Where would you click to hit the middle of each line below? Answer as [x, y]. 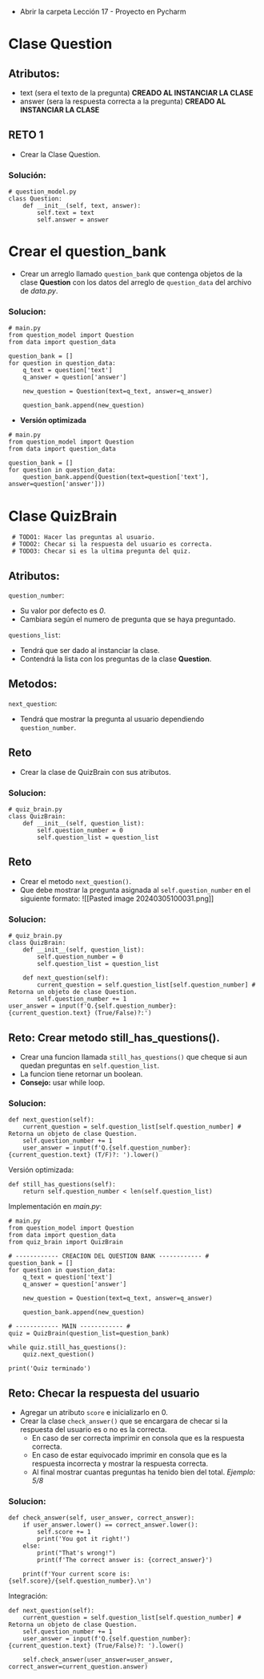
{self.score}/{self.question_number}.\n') [80, 1581]
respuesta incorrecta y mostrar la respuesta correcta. [120, 1464]
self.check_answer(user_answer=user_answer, [98, 1660]
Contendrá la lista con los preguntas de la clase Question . [116, 659]
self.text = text [66, 213]
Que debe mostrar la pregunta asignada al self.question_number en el [135, 890]
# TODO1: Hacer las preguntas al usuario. [84, 537]
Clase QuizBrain [63, 516]
